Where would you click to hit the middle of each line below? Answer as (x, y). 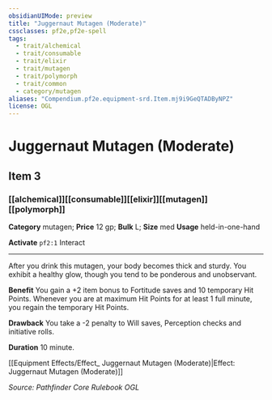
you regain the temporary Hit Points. (69, 307)
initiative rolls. (32, 332)
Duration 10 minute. (41, 347)
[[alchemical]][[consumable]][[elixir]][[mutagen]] (108, 199)
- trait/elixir (41, 62)
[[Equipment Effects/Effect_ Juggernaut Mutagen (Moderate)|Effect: (122, 363)
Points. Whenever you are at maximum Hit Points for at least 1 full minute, (130, 299)
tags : (17, 38)
